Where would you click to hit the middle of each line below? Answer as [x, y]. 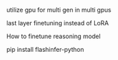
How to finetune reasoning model [54, 36]
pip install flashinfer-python [45, 49]
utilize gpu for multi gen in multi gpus [59, 10]
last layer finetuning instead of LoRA [58, 23]
